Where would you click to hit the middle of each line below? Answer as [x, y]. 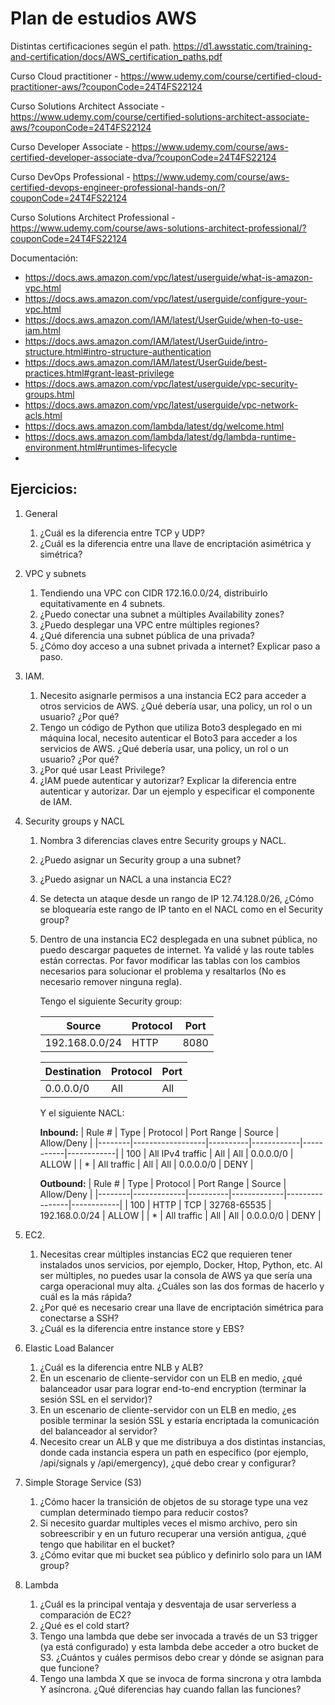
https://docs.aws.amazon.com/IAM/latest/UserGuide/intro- [146, 341]
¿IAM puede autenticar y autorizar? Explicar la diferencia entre [168, 780]
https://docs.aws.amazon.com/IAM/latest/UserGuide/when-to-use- [163, 319]
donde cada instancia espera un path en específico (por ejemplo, [174, 1452]
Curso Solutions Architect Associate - [88, 106]
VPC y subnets [55, 573]
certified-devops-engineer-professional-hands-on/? [118, 187]
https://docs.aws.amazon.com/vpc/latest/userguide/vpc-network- [161, 404]
